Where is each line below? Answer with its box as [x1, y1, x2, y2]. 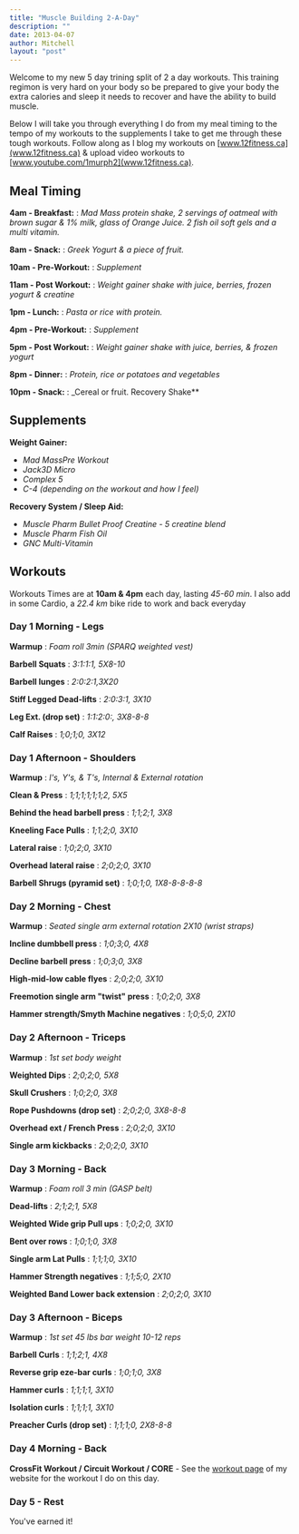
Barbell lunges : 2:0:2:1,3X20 [9, 676, 120, 687]
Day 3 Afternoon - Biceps [9, 1311, 123, 1324]
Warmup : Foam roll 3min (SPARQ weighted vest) [9, 640, 194, 651]
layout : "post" [9, 47, 67, 56]
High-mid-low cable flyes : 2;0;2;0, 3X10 [9, 973, 164, 984]
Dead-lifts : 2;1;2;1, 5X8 [9, 1201, 98, 1212]
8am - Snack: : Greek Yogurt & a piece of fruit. [9, 244, 184, 255]
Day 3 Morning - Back [9, 1162, 107, 1175]
